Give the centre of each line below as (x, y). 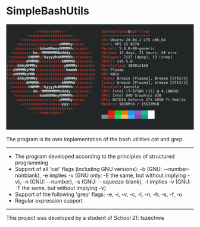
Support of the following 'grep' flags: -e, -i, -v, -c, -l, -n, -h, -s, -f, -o (99, 194)
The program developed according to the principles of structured (95, 157)
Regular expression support (49, 201)
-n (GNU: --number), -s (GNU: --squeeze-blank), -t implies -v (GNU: (107, 182)
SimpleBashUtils (48, 11)
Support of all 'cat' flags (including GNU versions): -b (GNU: (88, 169)
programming (32, 163)
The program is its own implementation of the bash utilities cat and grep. (95, 139)
